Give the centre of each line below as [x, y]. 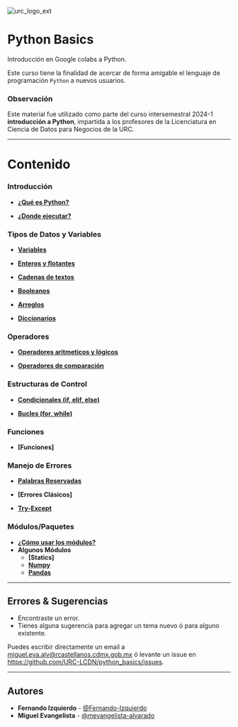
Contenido [39, 165]
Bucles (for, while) [45, 413]
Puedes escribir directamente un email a [66, 647]
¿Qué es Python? [43, 202]
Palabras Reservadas [50, 481]
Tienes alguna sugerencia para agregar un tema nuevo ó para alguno [118, 626]
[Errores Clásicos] [45, 495]
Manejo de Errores [40, 466]
